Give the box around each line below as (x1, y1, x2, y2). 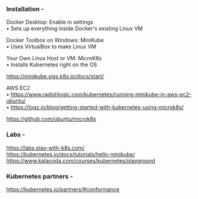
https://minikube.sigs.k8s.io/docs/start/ (6, 73, 104, 80)
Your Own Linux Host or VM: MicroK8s (6, 55, 102, 62)
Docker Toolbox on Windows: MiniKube (6, 37, 104, 44)
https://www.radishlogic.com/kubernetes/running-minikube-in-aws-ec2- (10, 91, 192, 98)
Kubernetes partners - (6, 172, 73, 180)
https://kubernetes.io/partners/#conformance (6, 186, 120, 193)
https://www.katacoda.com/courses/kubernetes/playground (6, 157, 155, 164)
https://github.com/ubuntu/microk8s (6, 115, 96, 122)
